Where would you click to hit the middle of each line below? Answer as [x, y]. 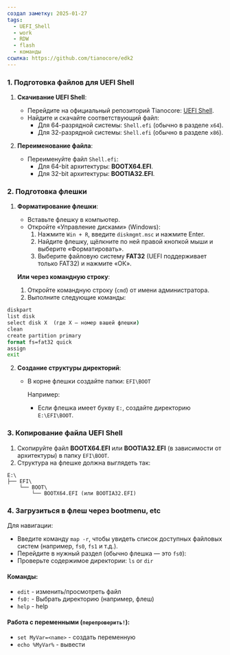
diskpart [20, 310]
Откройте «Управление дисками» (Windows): [94, 227]
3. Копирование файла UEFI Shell [65, 433]
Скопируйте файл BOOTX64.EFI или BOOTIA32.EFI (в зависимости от [119, 448]
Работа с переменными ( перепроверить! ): [69, 622]
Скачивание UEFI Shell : [52, 98]
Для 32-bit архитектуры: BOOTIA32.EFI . [96, 174]
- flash [24, 45]
